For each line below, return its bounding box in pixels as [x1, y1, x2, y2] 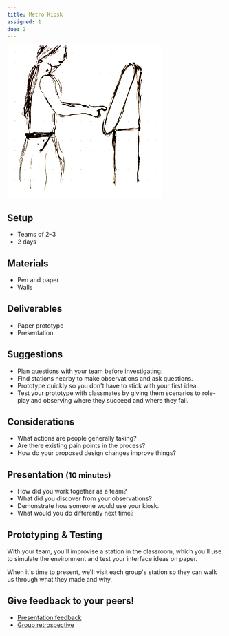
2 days [17, 237, 36, 246]
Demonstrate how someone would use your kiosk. [17, 502, 160, 510]
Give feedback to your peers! [7, 595, 135, 607]
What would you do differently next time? [17, 509, 134, 518]
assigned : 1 [7, 18, 41, 25]
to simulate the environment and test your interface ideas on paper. [7, 555, 198, 563]
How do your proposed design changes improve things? [17, 449, 177, 457]
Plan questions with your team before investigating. [17, 367, 163, 375]
